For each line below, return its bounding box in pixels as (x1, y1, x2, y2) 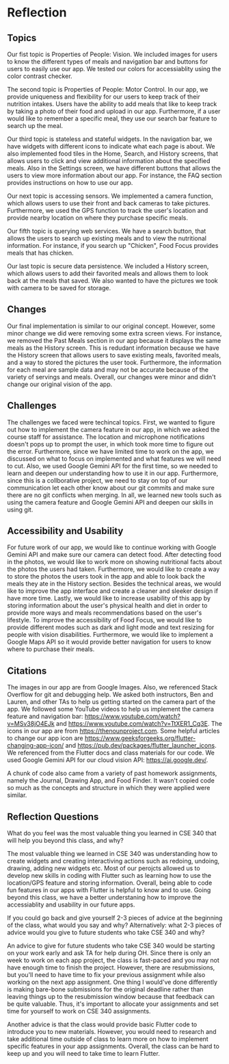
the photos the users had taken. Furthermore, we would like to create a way (7, 565, 220, 573)
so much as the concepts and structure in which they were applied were (7, 784, 211, 792)
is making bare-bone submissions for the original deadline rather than (7, 985, 204, 993)
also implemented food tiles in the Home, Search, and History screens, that (7, 149, 219, 157)
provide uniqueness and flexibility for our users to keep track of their (7, 92, 200, 101)
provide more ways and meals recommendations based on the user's (7, 609, 202, 617)
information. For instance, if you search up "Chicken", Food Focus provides (7, 242, 219, 249)
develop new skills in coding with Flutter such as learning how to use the (7, 872, 212, 880)
